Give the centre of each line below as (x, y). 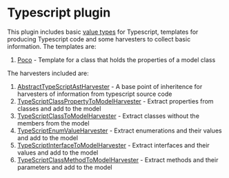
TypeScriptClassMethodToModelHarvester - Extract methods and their (118, 159)
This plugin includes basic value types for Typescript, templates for (103, 32)
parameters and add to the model (64, 167)
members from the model (53, 123)
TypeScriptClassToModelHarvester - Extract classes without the (108, 116)
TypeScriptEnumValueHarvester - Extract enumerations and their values (119, 130)
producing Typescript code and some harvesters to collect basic (99, 39)
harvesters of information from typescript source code (94, 94)
